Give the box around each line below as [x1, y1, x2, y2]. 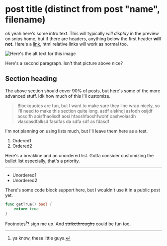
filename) [5, 14, 46, 25]
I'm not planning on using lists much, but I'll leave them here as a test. [5, 128, 148, 134]
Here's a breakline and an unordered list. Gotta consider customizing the [5, 152, 154, 158]
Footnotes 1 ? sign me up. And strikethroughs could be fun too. [5, 220, 131, 227]
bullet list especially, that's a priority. [5, 158, 80, 164]
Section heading [5, 74, 57, 83]
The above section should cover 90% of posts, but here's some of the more [5, 88, 161, 94]
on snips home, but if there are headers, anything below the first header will [5, 36, 161, 42]
